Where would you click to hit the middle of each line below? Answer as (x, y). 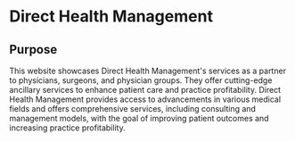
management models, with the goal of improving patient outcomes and (139, 118)
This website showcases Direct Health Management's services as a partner (148, 71)
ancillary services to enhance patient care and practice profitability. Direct (145, 90)
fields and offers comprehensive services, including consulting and (133, 109)
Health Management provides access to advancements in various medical (145, 99)
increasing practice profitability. (68, 128)
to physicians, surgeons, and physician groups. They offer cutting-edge (141, 80)
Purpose (33, 50)
